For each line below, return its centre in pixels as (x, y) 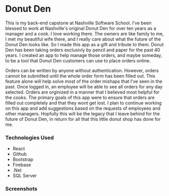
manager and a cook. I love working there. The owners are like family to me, (84, 34)
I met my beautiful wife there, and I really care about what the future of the (83, 39)
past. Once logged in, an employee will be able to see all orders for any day (84, 86)
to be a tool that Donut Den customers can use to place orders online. (78, 60)
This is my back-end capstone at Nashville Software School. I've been (78, 23)
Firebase (22, 165)
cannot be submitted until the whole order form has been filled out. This (80, 76)
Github (20, 154)
